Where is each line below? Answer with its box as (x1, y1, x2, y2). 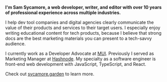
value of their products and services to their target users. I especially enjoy (5, 25, 160, 31)
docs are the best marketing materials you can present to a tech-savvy (5, 35, 152, 41)
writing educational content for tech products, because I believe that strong (5, 30, 162, 36)
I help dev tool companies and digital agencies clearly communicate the (5, 20, 154, 25)
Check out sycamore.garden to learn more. (5, 71, 95, 77)
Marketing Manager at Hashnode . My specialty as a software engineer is (5, 56, 156, 62)
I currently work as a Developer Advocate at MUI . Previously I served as (5, 50, 154, 56)
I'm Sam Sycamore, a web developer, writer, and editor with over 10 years (5, 5, 162, 10)
